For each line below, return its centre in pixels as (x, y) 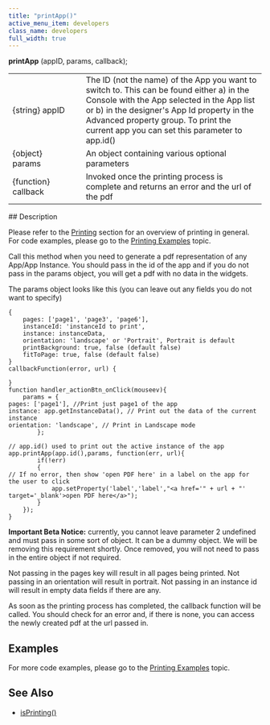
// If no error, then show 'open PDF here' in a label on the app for (129, 475)
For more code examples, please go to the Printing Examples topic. (119, 668)
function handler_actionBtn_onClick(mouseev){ (88, 390)
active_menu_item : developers (59, 23)
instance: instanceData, (64, 334)
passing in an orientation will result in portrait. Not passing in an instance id (133, 582)
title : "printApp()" (43, 16)
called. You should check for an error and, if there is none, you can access (131, 615)
